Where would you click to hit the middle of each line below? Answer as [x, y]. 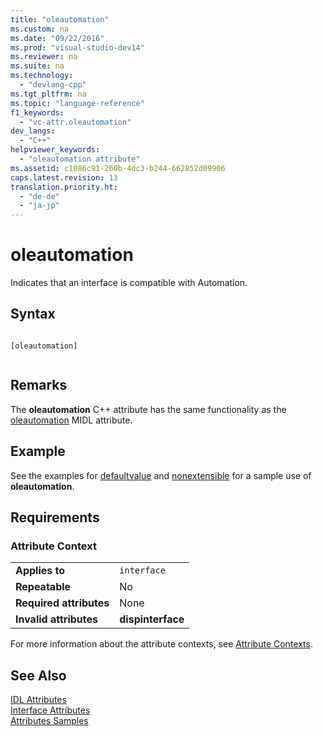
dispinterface [152, 619]
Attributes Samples [49, 720]
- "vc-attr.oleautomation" [75, 122]
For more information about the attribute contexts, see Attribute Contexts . [161, 644]
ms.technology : [42, 76]
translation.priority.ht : [64, 187]
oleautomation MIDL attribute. [71, 420]
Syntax [33, 314]
